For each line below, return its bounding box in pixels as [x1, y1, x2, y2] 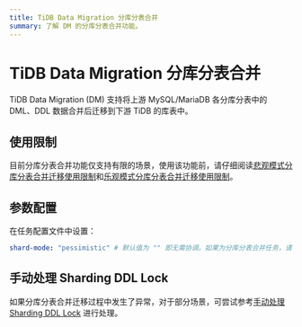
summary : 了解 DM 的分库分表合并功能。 [9, 22, 142, 31]
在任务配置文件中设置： [9, 225, 96, 236]
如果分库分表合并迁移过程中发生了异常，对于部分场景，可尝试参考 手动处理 [9, 296, 285, 306]
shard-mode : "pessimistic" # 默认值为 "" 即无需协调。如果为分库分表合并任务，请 [9, 243, 292, 252]
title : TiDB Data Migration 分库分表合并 [9, 13, 159, 22]
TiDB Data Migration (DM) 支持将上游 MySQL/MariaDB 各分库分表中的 [9, 94, 268, 105]
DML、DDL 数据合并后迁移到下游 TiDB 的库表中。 [9, 105, 193, 117]
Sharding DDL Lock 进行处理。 [9, 307, 123, 318]
